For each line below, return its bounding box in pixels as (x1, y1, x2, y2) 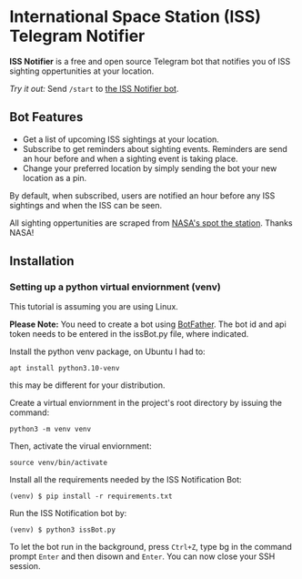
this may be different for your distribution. (9, 380, 166, 391)
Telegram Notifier (9, 25, 146, 46)
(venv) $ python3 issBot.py (9, 525, 116, 534)
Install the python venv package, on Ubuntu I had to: (9, 346, 206, 357)
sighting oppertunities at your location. (9, 66, 155, 76)
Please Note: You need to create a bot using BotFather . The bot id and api (9, 319, 287, 330)
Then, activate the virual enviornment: (9, 441, 152, 452)
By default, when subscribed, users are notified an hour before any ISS (9, 189, 276, 201)
